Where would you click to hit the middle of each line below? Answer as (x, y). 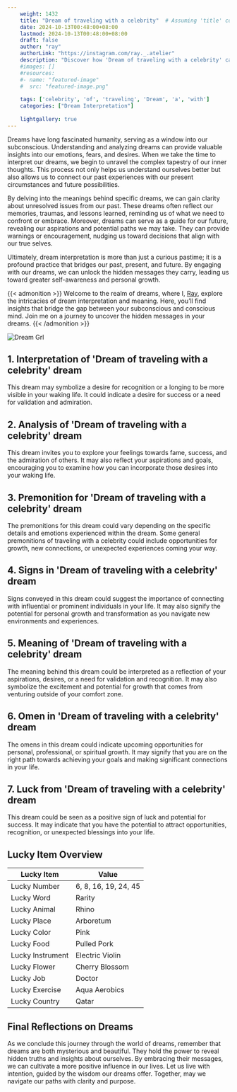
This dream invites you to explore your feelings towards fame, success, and (117, 453)
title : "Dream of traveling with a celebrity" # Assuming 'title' (121, 21)
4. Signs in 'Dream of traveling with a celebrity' (113, 570)
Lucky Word (31, 898)
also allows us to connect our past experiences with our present (101, 177)
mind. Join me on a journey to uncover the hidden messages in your (106, 316)
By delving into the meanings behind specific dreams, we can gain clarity (114, 198)
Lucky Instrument (40, 955)
